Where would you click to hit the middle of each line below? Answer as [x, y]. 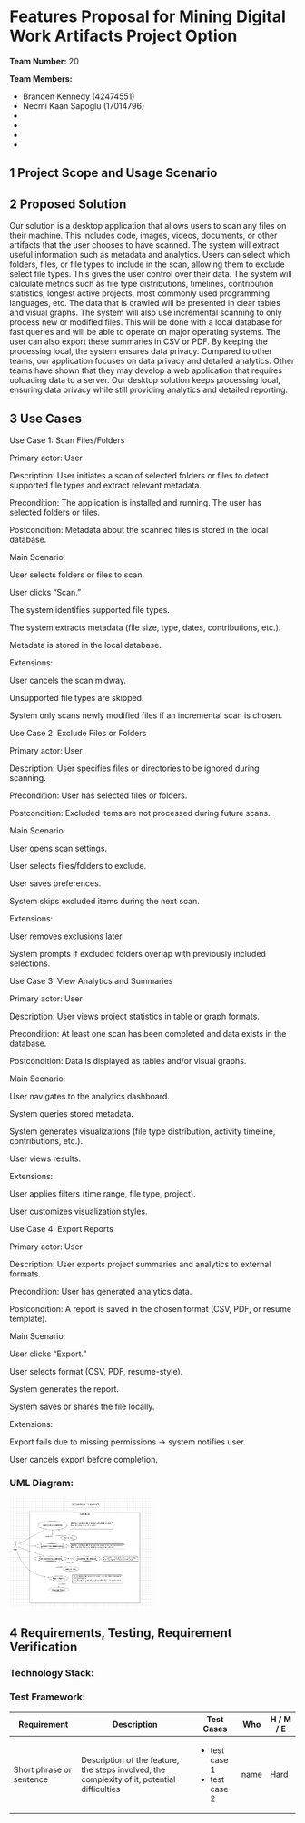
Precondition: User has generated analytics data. [101, 1291]
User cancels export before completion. [84, 1459]
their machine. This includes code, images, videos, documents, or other [143, 236]
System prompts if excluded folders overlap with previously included [138, 953]
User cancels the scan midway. [68, 680]
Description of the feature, [130, 1759]
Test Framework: [48, 1697]
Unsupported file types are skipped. [77, 697]
